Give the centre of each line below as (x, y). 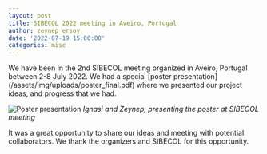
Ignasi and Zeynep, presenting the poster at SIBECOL (171, 109)
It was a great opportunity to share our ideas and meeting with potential (126, 133)
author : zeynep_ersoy (44, 30)
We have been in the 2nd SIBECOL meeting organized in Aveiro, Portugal (128, 68)
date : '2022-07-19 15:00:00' (57, 38)
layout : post (30, 16)
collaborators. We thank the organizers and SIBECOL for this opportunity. (129, 141)
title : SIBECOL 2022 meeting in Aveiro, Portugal (93, 23)
